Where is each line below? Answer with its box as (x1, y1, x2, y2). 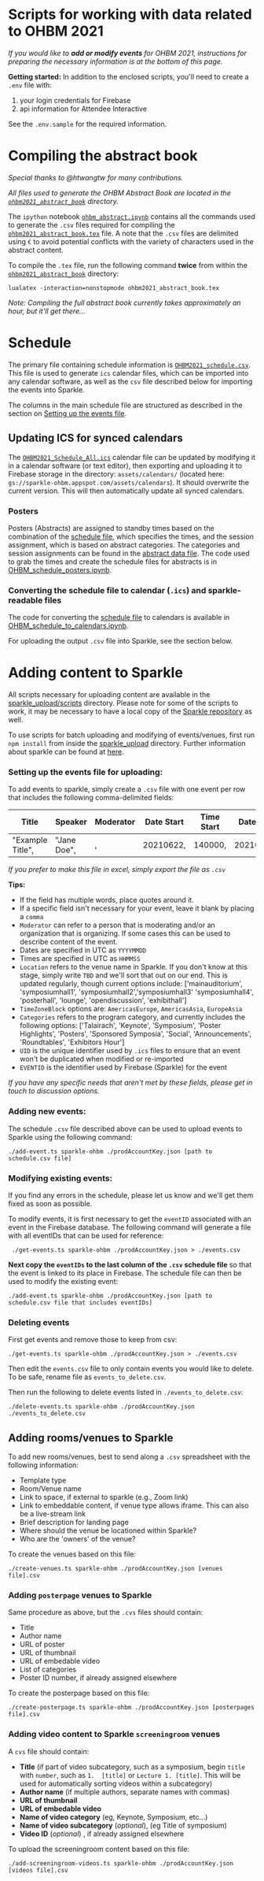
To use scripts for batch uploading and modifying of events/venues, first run (8, 730, 255, 740)
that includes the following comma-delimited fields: (8, 793, 174, 803)
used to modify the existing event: (8, 1277, 119, 1286)
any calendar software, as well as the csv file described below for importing (8, 377, 253, 386)
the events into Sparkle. (8, 384, 85, 395)
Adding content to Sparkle (8, 664, 183, 682)
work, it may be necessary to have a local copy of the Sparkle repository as (8, 707, 253, 716)
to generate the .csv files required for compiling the (8, 220, 175, 229)
